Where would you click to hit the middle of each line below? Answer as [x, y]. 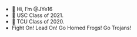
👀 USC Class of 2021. [37, 15]
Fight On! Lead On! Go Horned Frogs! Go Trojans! [71, 28]
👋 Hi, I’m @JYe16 [32, 9]
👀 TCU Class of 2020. [38, 21]
